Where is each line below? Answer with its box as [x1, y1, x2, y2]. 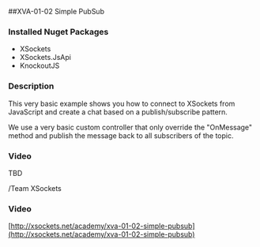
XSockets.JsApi [19, 53, 71, 62]
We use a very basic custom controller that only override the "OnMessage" [8, 122, 253, 132]
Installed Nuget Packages [8, 26, 109, 37]
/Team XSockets [8, 183, 62, 193]
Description [8, 80, 55, 92]
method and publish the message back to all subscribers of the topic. [8, 130, 234, 140]
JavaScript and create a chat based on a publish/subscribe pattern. [8, 107, 228, 117]
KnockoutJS [19, 61, 60, 70]
